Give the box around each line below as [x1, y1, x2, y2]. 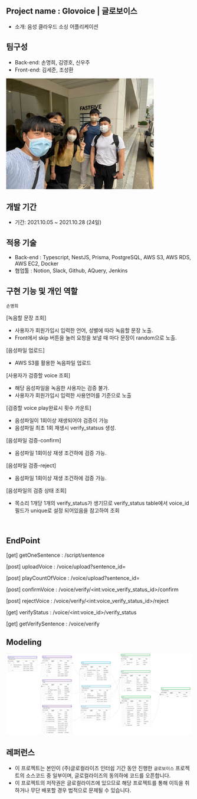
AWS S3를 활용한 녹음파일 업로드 [14, 360, 91, 367]
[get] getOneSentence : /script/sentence [6, 552, 105, 559]
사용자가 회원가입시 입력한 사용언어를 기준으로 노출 [14, 392, 132, 399]
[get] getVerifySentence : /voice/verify [6, 620, 100, 627]
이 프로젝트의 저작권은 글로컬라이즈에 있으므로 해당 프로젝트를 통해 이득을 [14, 779, 184, 786]
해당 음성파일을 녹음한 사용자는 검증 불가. [14, 384, 110, 392]
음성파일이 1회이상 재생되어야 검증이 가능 [14, 417, 109, 424]
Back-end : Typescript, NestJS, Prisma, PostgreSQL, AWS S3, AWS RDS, [14, 254, 192, 261]
